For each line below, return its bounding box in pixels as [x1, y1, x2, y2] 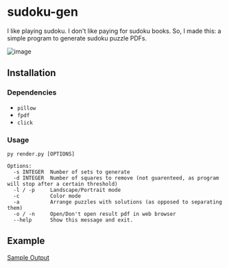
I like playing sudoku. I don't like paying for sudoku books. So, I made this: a [7, 27, 221, 35]
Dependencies [7, 88, 57, 97]
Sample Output [7, 253, 50, 261]
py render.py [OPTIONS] [7, 150, 75, 158]
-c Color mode [13, 193, 81, 199]
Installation [7, 67, 56, 79]
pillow [16, 104, 36, 112]
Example [7, 235, 45, 247]
